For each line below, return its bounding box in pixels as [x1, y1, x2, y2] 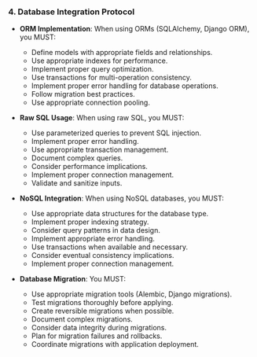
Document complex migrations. [31, 315, 134, 324]
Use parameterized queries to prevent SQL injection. [31, 128, 202, 138]
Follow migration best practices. [31, 90, 135, 99]
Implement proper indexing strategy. [31, 217, 149, 226]
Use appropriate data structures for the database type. [31, 209, 209, 219]
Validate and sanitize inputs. [31, 178, 123, 188]
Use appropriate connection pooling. [31, 98, 151, 108]
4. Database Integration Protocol [8, 6, 135, 17]
